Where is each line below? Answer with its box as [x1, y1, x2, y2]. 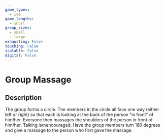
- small [9, 30, 26, 35]
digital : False [5, 53, 36, 58]
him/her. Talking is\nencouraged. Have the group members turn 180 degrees [5, 122, 161, 128]
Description [5, 93, 42, 102]
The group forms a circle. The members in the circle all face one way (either [5, 107, 160, 112]
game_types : [5, 7, 30, 12]
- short [9, 21, 26, 26]
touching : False [5, 44, 38, 49]
